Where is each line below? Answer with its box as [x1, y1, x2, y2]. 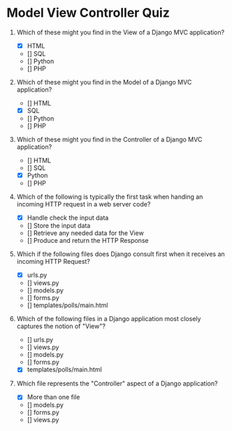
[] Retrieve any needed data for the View [27, 229, 144, 237]
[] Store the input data [27, 222, 91, 230]
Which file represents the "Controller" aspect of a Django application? [16, 379, 218, 388]
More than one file [27, 393, 80, 402]
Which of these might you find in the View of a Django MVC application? [16, 28, 225, 36]
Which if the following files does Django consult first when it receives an [16, 250, 225, 258]
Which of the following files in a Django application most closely [16, 315, 201, 323]
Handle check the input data [27, 213, 109, 222]
